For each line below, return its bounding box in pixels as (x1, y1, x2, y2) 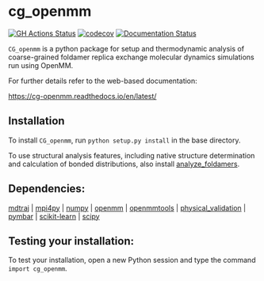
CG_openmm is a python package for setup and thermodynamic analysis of (8, 44, 244, 53)
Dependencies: (8, 182, 86, 196)
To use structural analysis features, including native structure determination (8, 150, 255, 160)
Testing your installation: (8, 234, 135, 248)
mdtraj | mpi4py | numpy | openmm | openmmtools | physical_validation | (8, 203, 247, 212)
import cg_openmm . (8, 264, 67, 273)
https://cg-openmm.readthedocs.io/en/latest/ (8, 91, 157, 101)
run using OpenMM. (8, 60, 74, 70)
